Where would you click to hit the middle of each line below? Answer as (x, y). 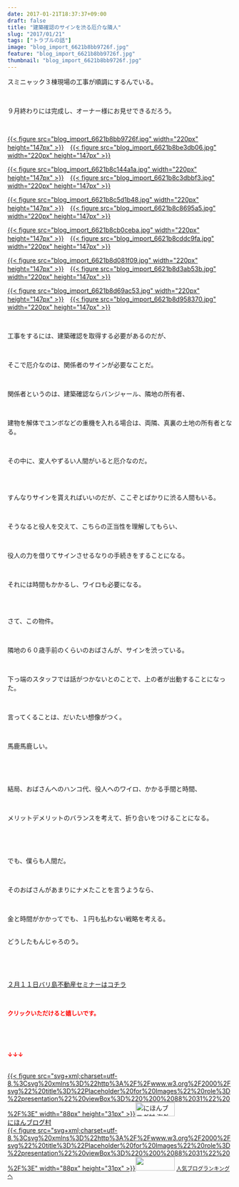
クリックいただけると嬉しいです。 (54, 1013)
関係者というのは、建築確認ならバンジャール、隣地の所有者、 (98, 394)
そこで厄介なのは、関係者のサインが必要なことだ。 (82, 364)
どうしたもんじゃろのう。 (45, 941)
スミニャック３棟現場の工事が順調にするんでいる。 (82, 81)
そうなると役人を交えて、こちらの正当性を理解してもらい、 (95, 526)
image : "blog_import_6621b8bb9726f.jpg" (68, 47)
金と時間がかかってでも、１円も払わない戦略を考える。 (88, 918)
